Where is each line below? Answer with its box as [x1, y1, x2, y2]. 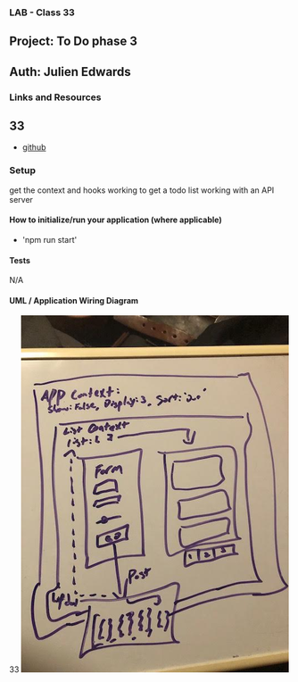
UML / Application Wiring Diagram [9, 295, 139, 305]
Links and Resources [9, 91, 102, 104]
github [21, 142, 46, 153]
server [9, 194, 34, 204]
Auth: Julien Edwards [9, 64, 131, 79]
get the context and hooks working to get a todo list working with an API [9, 185, 275, 195]
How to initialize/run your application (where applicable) [9, 214, 222, 225]
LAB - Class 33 [9, 6, 76, 19]
